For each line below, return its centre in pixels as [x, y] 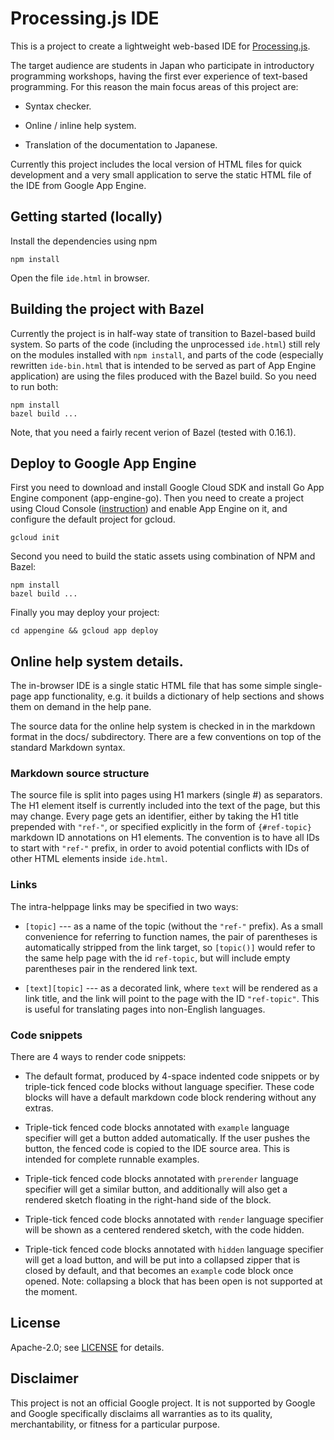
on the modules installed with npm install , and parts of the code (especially [167, 354]
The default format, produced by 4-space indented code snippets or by [172, 1076]
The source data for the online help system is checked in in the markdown [163, 726]
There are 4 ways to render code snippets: [98, 1057]
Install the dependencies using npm [84, 241]
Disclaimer [44, 1378]
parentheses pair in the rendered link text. [111, 968]
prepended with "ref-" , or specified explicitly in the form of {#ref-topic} [161, 827]
